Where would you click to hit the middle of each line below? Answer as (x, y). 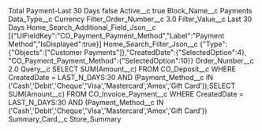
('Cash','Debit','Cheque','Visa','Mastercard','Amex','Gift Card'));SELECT (122, 86)
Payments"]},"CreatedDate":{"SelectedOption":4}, (165, 52)
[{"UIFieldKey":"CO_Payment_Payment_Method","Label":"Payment (116, 36)
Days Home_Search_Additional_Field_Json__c (82, 27)
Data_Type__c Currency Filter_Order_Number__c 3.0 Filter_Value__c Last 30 (130, 19)
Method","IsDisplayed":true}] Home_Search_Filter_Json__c (103, 44)
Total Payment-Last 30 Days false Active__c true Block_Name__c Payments (130, 11)
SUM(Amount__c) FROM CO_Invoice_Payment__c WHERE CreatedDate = (126, 94)
